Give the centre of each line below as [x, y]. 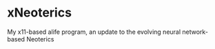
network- [195, 32]
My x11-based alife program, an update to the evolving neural [94, 32]
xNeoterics [40, 13]
